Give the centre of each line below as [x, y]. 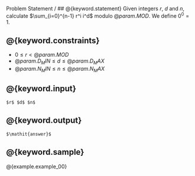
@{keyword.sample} [45, 152]
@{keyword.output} [44, 120]
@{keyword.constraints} [53, 41]
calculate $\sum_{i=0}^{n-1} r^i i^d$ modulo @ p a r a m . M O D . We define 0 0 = [98, 15]
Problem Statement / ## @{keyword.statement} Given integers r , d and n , [95, 9]
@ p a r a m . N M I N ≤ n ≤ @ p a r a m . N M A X [60, 69]
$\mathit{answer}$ [29, 134]
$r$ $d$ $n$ [21, 102]
